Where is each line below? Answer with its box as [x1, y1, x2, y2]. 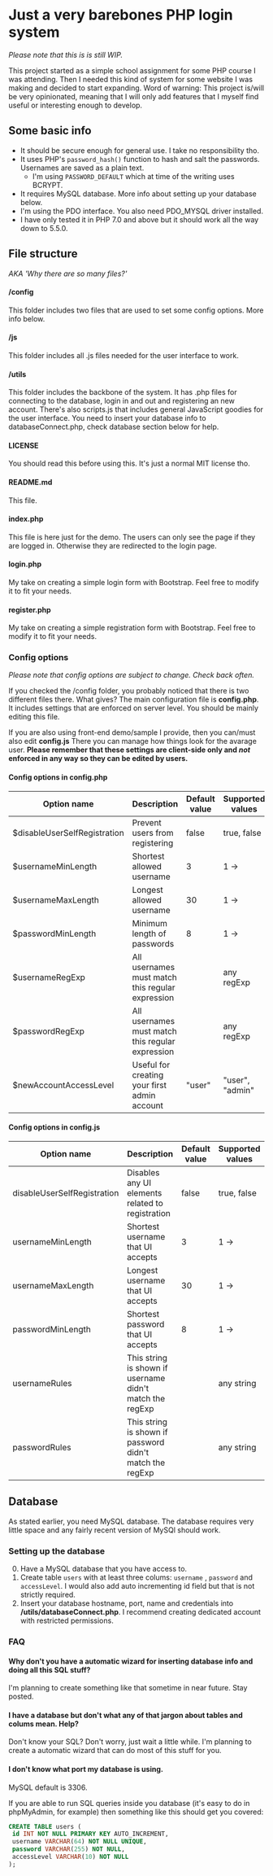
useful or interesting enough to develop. [8, 100, 143, 110]
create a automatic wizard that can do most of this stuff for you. [8, 1746, 222, 1756]
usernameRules [12, 1377, 72, 1388]
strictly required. [19, 1590, 76, 1599]
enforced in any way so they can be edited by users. [8, 754, 188, 763]
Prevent [132, 816, 162, 828]
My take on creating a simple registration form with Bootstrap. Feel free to [8, 623, 256, 632]
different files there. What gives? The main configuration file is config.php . [8, 694, 259, 705]
